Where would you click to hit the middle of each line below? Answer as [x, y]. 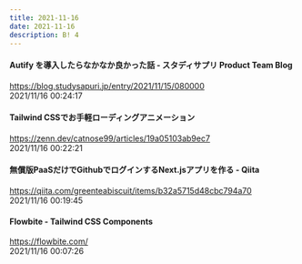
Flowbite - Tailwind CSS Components [81, 221]
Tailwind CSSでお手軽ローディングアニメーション [102, 117]
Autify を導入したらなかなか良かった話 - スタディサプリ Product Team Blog [151, 65]
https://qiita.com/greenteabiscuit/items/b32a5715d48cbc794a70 [131, 190]
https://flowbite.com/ [49, 241]
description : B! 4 [44, 35]
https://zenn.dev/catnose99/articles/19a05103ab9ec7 [110, 138]
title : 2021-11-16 [44, 18]
